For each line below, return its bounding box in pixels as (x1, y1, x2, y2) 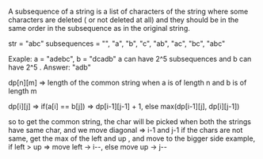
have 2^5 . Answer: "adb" (8, 62, 91, 72)
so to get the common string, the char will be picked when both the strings (8, 117, 252, 126)
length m (8, 86, 37, 96)
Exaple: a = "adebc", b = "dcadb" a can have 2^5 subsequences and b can (8, 55, 252, 63)
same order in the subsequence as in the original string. (8, 24, 190, 32)
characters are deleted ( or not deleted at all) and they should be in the (8, 15, 239, 25)
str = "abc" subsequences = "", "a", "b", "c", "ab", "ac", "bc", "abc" (8, 39, 226, 48)
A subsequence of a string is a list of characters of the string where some (8, 7, 249, 16)
